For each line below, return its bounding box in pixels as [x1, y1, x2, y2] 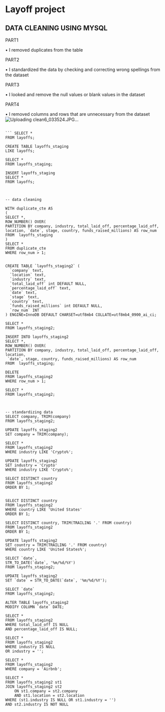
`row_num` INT [10, 308, 39, 313]
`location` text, [10, 272, 46, 277]
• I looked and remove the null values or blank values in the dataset [5, 92, 145, 97]
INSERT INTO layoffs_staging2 [5, 334, 69, 340]
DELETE [5, 370, 19, 375]
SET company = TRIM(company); [5, 432, 69, 437]
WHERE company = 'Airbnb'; [5, 666, 62, 672]
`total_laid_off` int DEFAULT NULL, [10, 281, 87, 286]
